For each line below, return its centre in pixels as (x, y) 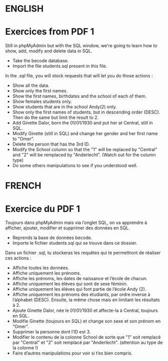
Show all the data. (31, 85)
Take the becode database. (40, 61)
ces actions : (18, 258)
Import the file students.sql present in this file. (60, 66)
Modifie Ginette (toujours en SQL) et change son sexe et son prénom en (86, 321)
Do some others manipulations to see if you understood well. (75, 166)
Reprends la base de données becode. (52, 238)
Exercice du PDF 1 (43, 209)
